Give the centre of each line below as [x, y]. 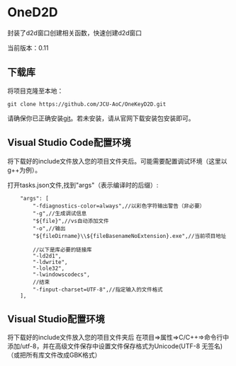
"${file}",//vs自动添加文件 [71, 221]
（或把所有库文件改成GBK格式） [54, 355]
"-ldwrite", [51, 262]
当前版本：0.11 [28, 47]
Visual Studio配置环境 [56, 319]
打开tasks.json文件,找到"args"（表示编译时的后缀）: [83, 185]
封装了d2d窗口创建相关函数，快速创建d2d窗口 [75, 33]
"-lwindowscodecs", [62, 274]
